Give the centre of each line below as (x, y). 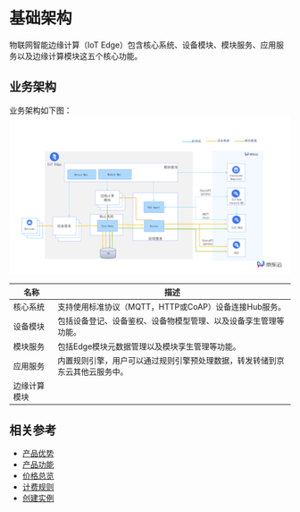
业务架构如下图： (41, 110)
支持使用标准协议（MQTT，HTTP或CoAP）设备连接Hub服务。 (172, 307)
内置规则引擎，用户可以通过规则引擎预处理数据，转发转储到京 (171, 360)
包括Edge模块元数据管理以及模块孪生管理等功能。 (149, 346)
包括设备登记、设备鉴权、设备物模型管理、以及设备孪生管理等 (171, 321)
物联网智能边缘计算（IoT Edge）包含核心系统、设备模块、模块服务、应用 (143, 45)
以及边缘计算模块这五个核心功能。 (79, 55)
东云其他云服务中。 (93, 371)
